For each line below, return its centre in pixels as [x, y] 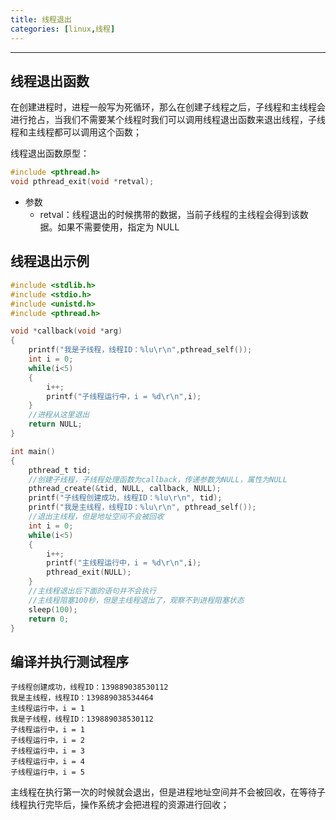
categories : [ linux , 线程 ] [63, 29]
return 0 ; [49, 619]
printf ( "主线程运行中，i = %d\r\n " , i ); [124, 563]
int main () [33, 451]
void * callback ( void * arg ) [66, 331]
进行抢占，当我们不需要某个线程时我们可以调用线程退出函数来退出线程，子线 [168, 120]
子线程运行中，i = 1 [48, 730]
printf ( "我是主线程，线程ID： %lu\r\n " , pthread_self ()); [142, 507]
